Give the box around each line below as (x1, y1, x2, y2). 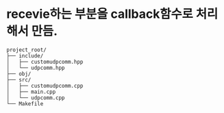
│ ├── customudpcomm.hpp (6, 58, 84, 65)
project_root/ (6, 46, 47, 53)
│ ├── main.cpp (6, 88, 56, 95)
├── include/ (6, 52, 44, 59)
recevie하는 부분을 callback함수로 (6, 6, 193, 22)
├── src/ (6, 76, 32, 83)
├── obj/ (6, 70, 32, 77)
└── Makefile (6, 100, 44, 107)
